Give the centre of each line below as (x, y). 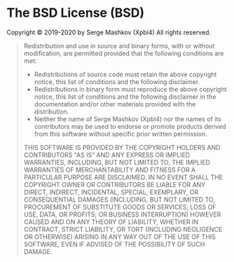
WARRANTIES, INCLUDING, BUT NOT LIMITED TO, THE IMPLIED (117, 162)
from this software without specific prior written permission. (121, 134)
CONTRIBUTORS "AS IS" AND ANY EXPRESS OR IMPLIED (107, 155)
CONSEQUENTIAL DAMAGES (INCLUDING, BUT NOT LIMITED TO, (119, 199)
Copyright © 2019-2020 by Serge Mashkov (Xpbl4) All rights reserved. (109, 32)
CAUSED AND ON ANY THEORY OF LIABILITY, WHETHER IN (111, 221)
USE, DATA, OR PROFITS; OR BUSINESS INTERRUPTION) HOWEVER (122, 214)
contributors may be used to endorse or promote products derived (130, 126)
